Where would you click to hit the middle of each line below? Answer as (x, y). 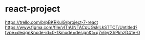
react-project (32, 9)
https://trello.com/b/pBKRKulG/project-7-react (52, 22)
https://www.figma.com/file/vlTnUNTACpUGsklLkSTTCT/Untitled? (71, 27)
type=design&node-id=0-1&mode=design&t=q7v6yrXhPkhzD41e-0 (72, 32)
